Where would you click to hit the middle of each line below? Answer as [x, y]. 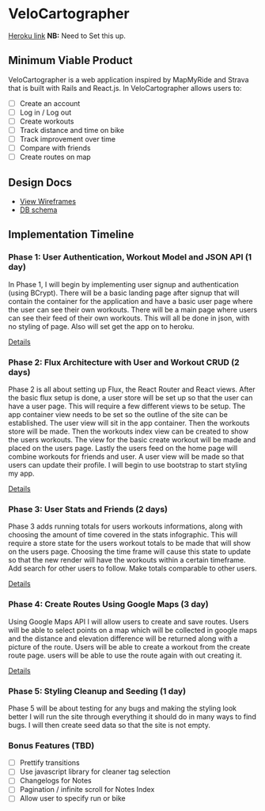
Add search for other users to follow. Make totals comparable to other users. [132, 568]
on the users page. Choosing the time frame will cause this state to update [130, 551]
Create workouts [47, 121]
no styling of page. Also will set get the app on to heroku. [101, 326]
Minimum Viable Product [70, 61]
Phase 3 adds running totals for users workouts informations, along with [126, 526]
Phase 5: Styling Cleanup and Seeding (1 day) [97, 691]
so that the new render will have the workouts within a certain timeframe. [127, 560]
